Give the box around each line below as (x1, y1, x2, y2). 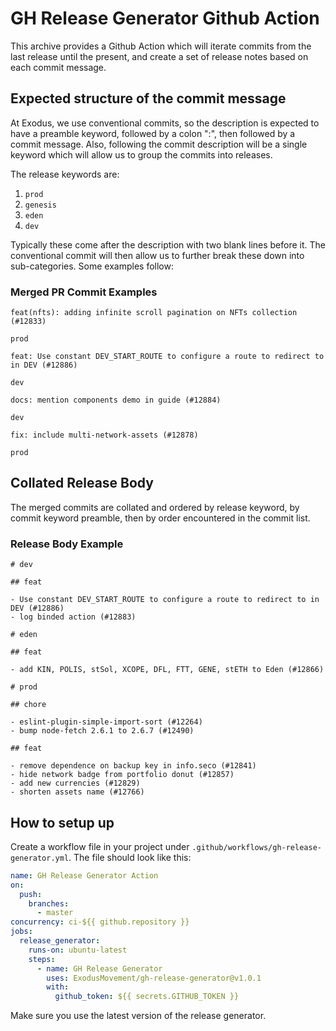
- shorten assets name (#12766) (10, 787, 145, 797)
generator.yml (10, 853, 70, 863)
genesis (24, 200, 57, 210)
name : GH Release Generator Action (10, 870, 159, 881)
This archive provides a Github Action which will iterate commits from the (10, 40, 312, 52)
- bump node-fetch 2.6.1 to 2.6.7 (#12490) (10, 726, 195, 736)
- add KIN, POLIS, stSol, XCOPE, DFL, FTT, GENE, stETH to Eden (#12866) (10, 665, 325, 675)
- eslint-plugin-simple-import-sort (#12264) (10, 717, 203, 727)
